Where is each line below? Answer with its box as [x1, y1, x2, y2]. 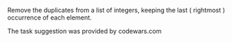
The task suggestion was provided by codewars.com [7, 27, 162, 35]
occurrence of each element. [7, 13, 92, 22]
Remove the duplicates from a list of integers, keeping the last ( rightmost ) [7, 6, 226, 14]
